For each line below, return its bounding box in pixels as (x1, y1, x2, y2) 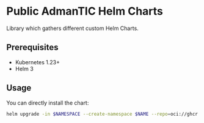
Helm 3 (15, 65, 34, 72)
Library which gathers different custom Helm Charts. (6, 24, 139, 32)
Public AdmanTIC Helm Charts (6, 4, 164, 18)
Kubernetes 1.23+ (15, 58, 60, 65)
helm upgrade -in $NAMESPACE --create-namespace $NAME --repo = (6, 111, 171, 117)
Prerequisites (6, 42, 59, 53)
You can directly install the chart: (6, 99, 89, 106)
